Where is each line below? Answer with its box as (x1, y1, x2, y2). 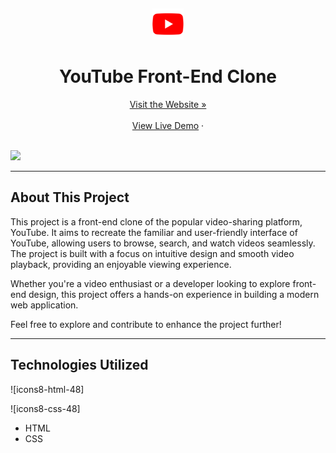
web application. (10, 299, 79, 311)
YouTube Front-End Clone (58, 65, 277, 88)
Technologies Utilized (10, 357, 149, 374)
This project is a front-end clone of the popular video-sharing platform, (10, 215, 303, 228)
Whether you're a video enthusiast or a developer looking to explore (10, 277, 291, 289)
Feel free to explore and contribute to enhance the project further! (10, 318, 282, 330)
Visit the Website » (129, 98, 207, 110)
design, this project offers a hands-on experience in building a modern (28, 288, 320, 300)
